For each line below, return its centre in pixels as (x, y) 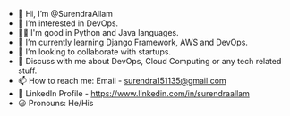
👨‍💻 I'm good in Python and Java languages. (98, 33)
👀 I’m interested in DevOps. (68, 23)
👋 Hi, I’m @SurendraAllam (65, 14)
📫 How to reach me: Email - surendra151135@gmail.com (122, 81)
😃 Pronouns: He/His (55, 103)
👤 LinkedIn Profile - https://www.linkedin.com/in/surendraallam (134, 93)
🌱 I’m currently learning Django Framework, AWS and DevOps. (133, 42)
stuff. (27, 70)
